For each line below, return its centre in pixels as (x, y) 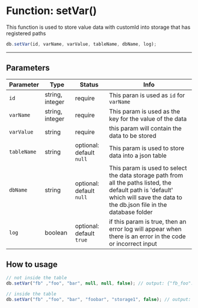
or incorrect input (133, 243)
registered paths (26, 33)
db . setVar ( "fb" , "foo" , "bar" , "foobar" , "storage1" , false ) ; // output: (99, 300)
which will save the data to (146, 197)
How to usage (32, 265)
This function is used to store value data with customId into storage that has (98, 27)
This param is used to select (148, 168)
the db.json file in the (138, 205)
